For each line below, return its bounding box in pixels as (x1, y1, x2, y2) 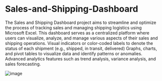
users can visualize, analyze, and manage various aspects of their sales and (5, 35, 158, 41)
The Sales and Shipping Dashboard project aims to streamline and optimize (5, 20, 157, 25)
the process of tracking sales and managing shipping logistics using (5, 24, 142, 30)
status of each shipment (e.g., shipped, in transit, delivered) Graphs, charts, (5, 45, 157, 51)
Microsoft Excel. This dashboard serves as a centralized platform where (5, 30, 150, 36)
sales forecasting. (5, 61, 41, 67)
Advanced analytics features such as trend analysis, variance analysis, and (5, 56, 156, 61)
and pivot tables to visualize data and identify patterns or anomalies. (5, 50, 142, 57)
